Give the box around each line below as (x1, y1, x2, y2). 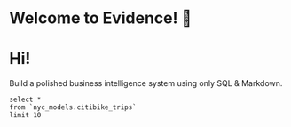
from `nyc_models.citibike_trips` (9, 103, 138, 112)
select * (9, 95, 42, 105)
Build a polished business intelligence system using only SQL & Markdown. (9, 78, 283, 89)
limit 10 (9, 111, 42, 120)
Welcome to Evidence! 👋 (9, 8, 193, 28)
